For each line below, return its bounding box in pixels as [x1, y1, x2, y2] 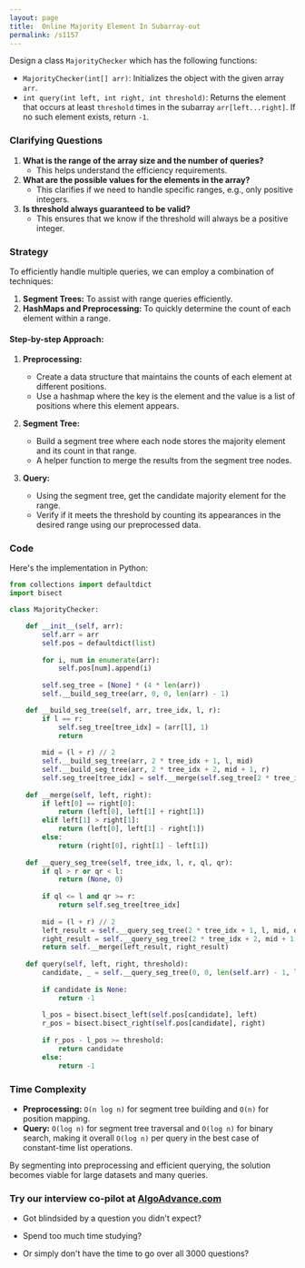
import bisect [9, 589, 64, 598]
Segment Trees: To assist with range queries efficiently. [22, 293, 233, 304]
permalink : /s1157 [9, 30, 79, 39]
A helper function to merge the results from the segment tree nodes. [35, 455, 292, 466]
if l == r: [42, 714, 84, 724]
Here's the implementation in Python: [9, 563, 148, 573]
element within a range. [22, 312, 112, 323]
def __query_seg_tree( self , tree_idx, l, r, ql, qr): [25, 857, 233, 867]
